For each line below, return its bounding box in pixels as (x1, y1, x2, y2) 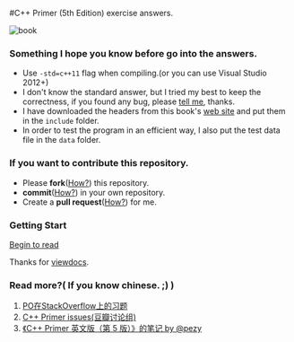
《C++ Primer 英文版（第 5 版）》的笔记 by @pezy (22, 323, 203, 334)
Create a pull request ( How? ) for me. (22, 197, 157, 207)
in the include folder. (22, 116, 100, 127)
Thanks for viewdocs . (9, 256, 90, 267)
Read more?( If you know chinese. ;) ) (9, 278, 175, 291)
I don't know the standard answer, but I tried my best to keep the (22, 87, 262, 98)
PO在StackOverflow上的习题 (22, 301, 128, 311)
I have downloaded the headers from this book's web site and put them (22, 106, 286, 117)
